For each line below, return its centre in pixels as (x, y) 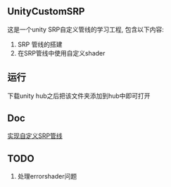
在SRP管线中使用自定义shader (61, 53)
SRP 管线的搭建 (40, 44)
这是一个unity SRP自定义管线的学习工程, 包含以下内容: (85, 29)
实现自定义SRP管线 (35, 136)
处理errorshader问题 (47, 176)
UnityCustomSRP (46, 12)
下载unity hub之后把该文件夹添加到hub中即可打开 (79, 96)
